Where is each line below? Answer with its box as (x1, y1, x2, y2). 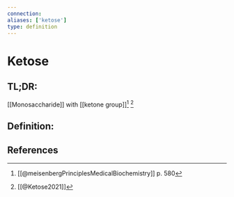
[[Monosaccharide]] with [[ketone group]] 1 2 (7, 99, 134, 109)
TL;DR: (7, 81, 38, 93)
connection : (7, 10, 42, 17)
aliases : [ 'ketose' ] (7, 17, 68, 24)
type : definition (7, 23, 58, 30)
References (7, 144, 58, 156)
